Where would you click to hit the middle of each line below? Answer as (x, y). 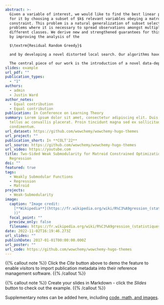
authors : (14, 86)
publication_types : (25, 77)
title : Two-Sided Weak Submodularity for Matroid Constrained (70, 154)
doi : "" (13, 163)
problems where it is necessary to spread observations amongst (76, 28)
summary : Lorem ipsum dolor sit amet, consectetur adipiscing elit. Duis (82, 118)
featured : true (20, 167)
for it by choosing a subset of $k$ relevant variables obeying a (78, 19)
